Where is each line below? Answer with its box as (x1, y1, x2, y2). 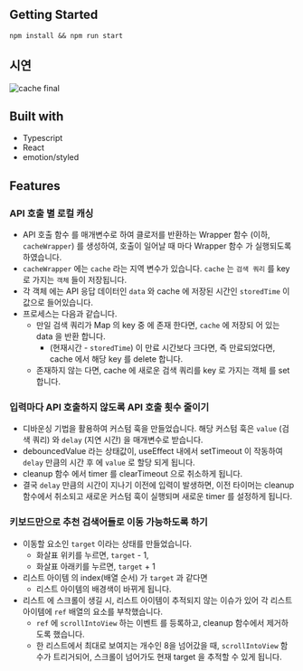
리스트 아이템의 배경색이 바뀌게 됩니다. (35, 583, 172, 594)
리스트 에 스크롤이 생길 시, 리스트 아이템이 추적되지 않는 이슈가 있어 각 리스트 (22, 594, 293, 605)
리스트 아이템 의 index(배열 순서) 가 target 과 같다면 (22, 572, 208, 582)
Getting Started (9, 7, 99, 23)
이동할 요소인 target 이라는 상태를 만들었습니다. (22, 538, 193, 549)
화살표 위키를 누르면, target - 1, (35, 549, 149, 560)
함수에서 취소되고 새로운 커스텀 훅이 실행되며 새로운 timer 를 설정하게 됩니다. (22, 491, 293, 502)
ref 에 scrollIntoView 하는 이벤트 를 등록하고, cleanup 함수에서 (35, 617, 265, 628)
